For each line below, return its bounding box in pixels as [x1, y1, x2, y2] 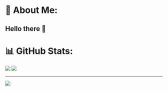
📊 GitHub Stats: [5, 45, 73, 56]
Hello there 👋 [5, 24, 46, 33]
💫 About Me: [5, 4, 58, 16]
